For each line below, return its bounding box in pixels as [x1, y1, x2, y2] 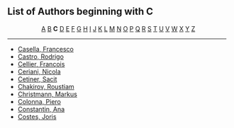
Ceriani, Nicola [17, 67, 62, 76]
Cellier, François [17, 59, 65, 68]
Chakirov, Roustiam [17, 82, 74, 91]
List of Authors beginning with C [7, 6, 154, 18]
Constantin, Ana [17, 105, 65, 113]
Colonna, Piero [17, 97, 62, 105]
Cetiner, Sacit [17, 74, 57, 83]
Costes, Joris [17, 112, 57, 121]
